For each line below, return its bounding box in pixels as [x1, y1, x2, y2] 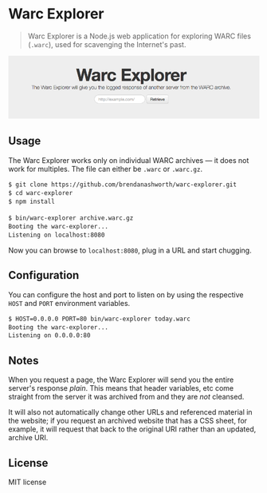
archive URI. [8, 433, 49, 443]
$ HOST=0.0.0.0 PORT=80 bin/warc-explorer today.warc [8, 315, 191, 323]
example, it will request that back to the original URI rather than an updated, [8, 424, 257, 434]
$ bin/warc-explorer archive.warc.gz [8, 214, 134, 222]
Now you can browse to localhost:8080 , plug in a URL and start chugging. [8, 245, 253, 255]
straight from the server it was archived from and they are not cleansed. [8, 392, 245, 402]
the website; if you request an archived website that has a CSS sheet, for [8, 416, 248, 426]
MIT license [8, 477, 47, 487]
